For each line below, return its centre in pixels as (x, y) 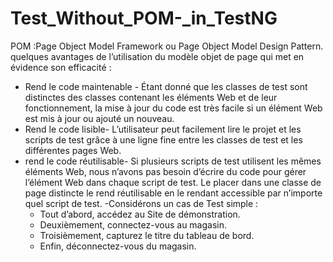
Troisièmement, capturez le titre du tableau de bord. (147, 235)
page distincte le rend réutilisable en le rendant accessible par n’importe (173, 193)
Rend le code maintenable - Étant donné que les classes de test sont (166, 86)
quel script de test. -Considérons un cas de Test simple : (141, 203)
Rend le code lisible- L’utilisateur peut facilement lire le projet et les (163, 129)
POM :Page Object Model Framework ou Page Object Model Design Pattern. (167, 46)
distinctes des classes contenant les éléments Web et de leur (151, 97)
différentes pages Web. (73, 150)
